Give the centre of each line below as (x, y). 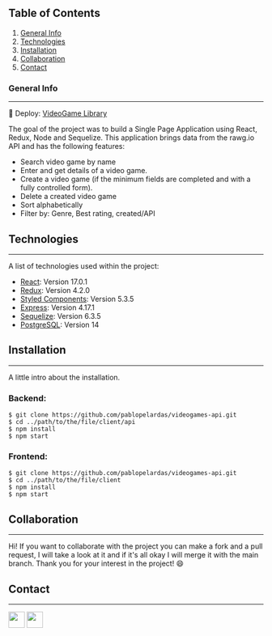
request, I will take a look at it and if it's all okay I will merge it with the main (134, 555)
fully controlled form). (56, 188)
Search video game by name (68, 162)
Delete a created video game (68, 197)
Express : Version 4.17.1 (57, 307)
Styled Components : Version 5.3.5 (77, 299)
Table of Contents (55, 13)
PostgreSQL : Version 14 (59, 324)
